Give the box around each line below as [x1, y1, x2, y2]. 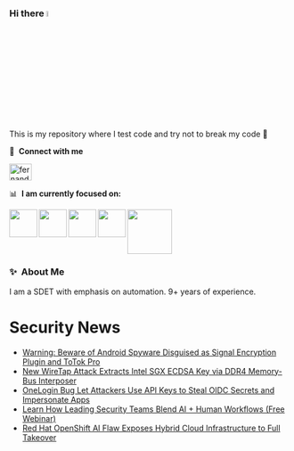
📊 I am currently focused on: [9, 188, 122, 199]
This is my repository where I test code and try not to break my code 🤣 [9, 128, 268, 139]
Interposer [38, 375, 78, 386]
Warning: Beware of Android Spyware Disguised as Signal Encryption [21, 347, 277, 357]
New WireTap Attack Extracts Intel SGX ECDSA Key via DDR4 [21, 365, 247, 376]
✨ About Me [9, 266, 65, 278]
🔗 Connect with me [9, 145, 84, 156]
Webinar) [21, 413, 56, 423]
